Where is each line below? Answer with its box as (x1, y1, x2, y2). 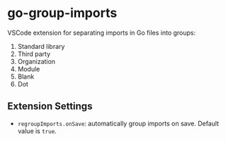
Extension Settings (7, 101, 93, 113)
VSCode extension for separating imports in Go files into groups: (7, 28, 196, 37)
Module (17, 64, 40, 73)
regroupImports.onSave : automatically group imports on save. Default (17, 119, 220, 128)
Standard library (17, 42, 65, 50)
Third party (17, 50, 51, 58)
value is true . (17, 126, 57, 135)
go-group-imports (7, 5, 118, 21)
